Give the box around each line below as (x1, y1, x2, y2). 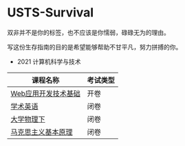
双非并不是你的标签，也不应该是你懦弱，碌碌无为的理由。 (7, 28, 170, 36)
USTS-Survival (7, 5, 94, 21)
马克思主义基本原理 (10, 127, 74, 136)
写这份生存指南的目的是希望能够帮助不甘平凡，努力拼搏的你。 (7, 42, 182, 51)
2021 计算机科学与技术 (17, 57, 81, 66)
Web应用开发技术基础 (10, 88, 81, 98)
